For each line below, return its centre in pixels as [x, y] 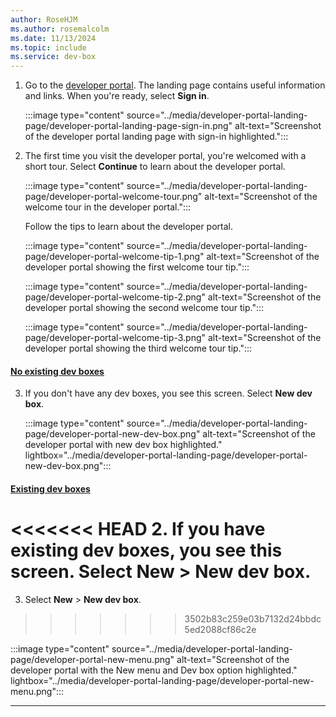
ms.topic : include [48, 47]
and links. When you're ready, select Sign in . [117, 96]
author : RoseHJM [44, 19]
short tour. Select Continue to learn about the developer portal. [155, 167]
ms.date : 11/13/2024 [53, 38]
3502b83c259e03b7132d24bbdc [253, 618]
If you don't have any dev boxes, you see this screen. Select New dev [168, 393]
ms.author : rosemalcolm [60, 29]
